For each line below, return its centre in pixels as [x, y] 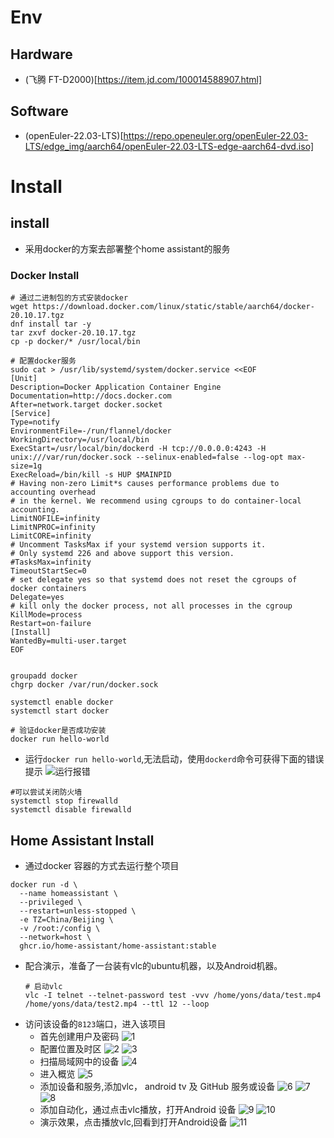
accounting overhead [53, 492]
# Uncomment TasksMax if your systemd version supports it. [138, 545]
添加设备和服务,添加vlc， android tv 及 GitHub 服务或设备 [157, 1086]
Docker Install [45, 275]
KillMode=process [46, 615]
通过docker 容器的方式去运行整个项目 [102, 865]
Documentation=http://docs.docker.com [91, 396]
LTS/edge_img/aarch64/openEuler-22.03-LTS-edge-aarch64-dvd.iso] [169, 146]
